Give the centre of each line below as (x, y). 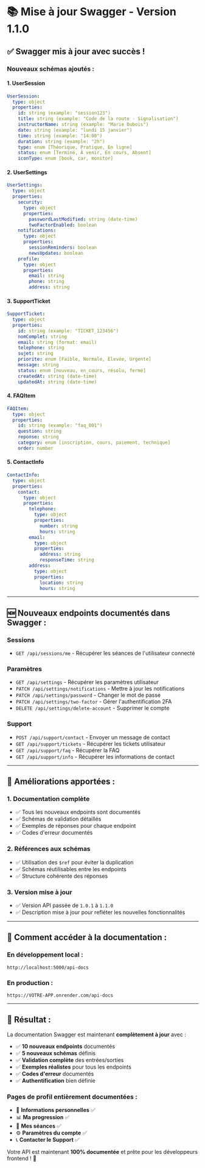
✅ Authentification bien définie (56, 1080)
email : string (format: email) (57, 342)
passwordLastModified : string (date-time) (83, 219)
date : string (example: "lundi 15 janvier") (75, 130)
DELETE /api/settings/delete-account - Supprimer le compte (92, 708)
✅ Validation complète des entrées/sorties (70, 1060)
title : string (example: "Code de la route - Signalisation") (98, 119)
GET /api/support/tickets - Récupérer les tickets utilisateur (91, 744)
